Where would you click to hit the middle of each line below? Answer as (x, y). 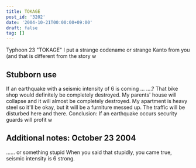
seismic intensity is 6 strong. (40, 158)
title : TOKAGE (23, 11)
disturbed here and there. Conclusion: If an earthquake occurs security (92, 113)
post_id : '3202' (26, 17)
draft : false (22, 28)
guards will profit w (29, 119)
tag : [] (16, 33)
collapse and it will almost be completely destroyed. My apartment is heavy (97, 101)
